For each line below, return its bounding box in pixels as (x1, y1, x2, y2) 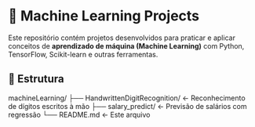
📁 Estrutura (8, 72, 64, 85)
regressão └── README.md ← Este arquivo (8, 110, 151, 119)
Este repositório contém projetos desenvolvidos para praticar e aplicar (8, 33, 235, 42)
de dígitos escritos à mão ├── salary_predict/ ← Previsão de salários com (8, 101, 247, 111)
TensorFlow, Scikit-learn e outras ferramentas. (8, 49, 158, 59)
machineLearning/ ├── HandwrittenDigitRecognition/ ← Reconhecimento (8, 93, 246, 103)
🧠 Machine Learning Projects (8, 7, 200, 25)
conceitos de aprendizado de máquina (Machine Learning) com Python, (8, 41, 245, 50)
